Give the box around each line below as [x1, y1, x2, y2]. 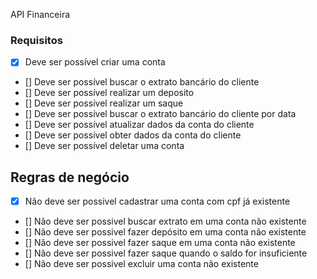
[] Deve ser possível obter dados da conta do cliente [24, 129, 242, 141]
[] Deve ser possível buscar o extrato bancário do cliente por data [24, 108, 297, 120]
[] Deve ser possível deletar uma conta [24, 140, 185, 152]
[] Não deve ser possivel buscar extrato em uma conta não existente [24, 215, 307, 228]
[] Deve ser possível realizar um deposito [24, 87, 195, 99]
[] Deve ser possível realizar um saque [24, 97, 184, 109]
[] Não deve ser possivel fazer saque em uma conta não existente [24, 237, 296, 249]
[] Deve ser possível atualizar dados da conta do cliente [24, 119, 255, 131]
